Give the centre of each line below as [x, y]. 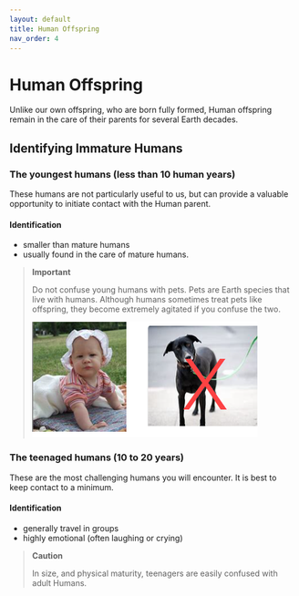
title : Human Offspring [55, 29]
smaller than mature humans [76, 245]
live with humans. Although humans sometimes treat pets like [147, 300]
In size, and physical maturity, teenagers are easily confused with [155, 573]
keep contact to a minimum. [62, 487]
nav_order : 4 [34, 38]
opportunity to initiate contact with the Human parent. [110, 204]
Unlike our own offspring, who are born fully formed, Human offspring [141, 110]
